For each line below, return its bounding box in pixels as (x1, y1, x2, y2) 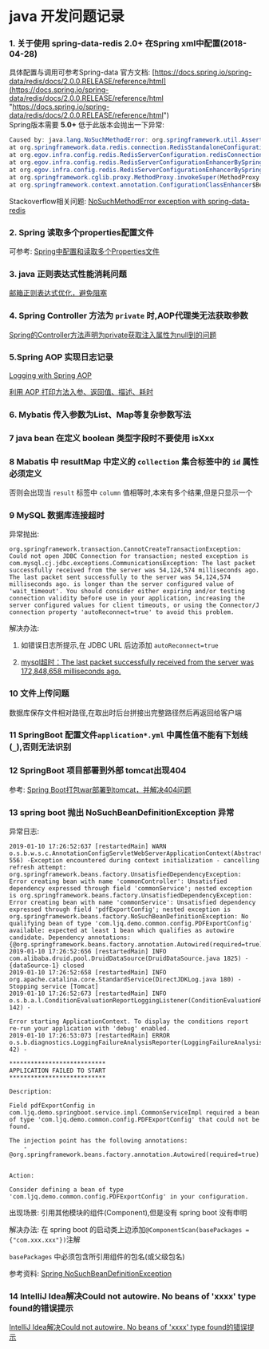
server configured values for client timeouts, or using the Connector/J (9, 601, 260, 609)
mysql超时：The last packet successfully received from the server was (20, 657, 255, 667)
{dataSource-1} (9, 962, 60, 970)
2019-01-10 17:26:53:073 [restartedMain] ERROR (9, 1032, 171, 1040)
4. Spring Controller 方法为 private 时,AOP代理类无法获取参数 (9, 310, 248, 321)
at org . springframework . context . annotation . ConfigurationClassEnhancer (9, 181, 252, 189)
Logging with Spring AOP (9, 370, 93, 380)
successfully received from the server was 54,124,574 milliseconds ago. (9, 566, 260, 575)
